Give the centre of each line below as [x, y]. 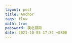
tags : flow [16, 19]
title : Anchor [20, 14]
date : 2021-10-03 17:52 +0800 [36, 33]
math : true [16, 23]
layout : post [18, 10]
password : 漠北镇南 [24, 28]
